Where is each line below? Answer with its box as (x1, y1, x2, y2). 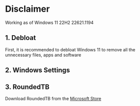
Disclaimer (5, 3, 50, 15)
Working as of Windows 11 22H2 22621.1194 (5, 20, 94, 25)
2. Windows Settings (5, 66, 70, 74)
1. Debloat (5, 34, 36, 42)
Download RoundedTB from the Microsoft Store (5, 95, 102, 101)
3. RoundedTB (5, 83, 50, 91)
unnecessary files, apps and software (5, 52, 82, 58)
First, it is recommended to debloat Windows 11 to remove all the (5, 46, 136, 52)
